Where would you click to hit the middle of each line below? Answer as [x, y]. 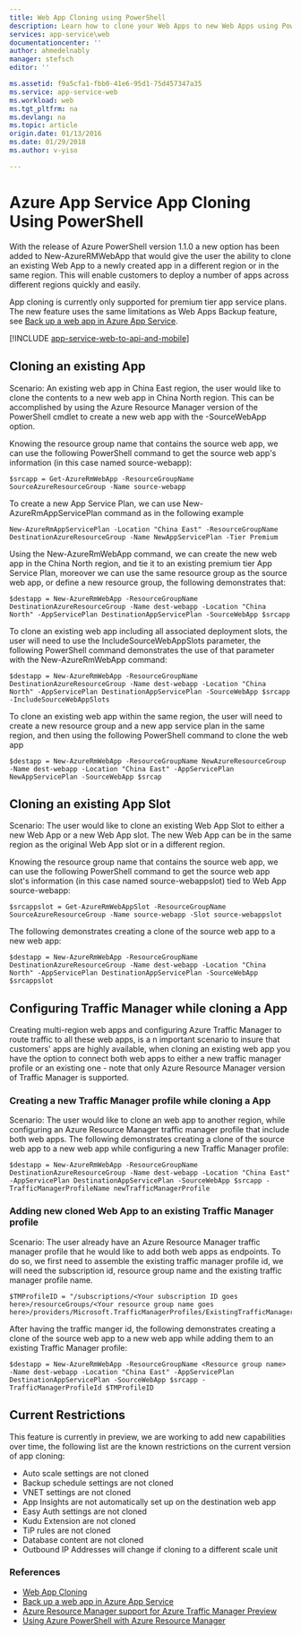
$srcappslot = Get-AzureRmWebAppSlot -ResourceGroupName [118, 907]
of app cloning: [37, 1456]
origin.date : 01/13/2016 [56, 134]
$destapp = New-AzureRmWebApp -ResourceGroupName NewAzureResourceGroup [148, 761]
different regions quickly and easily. [75, 284]
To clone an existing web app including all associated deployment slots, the [149, 631]
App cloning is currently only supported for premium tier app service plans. [148, 302]
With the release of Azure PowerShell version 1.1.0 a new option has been [144, 246]
